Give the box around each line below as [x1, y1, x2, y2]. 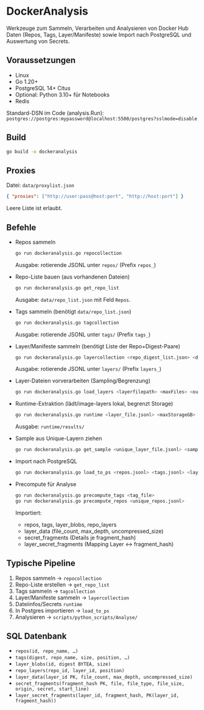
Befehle [6, 222, 37, 233]
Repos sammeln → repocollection [15, 574, 102, 582]
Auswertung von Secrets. [6, 37, 70, 45]
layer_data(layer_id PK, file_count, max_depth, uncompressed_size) [15, 674, 193, 681]
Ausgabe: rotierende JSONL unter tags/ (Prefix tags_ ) [15, 331, 151, 338]
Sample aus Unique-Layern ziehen [15, 435, 102, 442]
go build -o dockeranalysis [6, 148, 78, 155]
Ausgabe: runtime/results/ [15, 423, 85, 430]
